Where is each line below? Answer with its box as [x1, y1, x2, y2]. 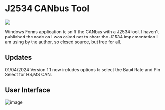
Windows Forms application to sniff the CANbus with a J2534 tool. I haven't [5, 28, 159, 35]
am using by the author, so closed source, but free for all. [5, 39, 122, 45]
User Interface [5, 86, 51, 94]
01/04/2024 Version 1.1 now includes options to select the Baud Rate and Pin [5, 66, 160, 72]
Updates [5, 53, 32, 62]
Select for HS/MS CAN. [5, 72, 52, 77]
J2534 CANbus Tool [5, 3, 90, 14]
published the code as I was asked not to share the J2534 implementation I [5, 34, 158, 39]
